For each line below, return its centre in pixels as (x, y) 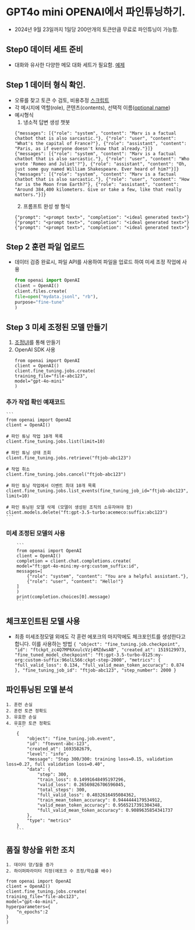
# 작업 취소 (18, 469)
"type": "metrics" (49, 820)
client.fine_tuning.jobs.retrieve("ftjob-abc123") (69, 458)
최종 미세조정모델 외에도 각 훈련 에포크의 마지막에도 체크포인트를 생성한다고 (100, 636)
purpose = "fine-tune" (39, 302)
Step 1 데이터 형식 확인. (46, 85)
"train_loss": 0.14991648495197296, (81, 779)
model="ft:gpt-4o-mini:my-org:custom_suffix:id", (78, 566)
